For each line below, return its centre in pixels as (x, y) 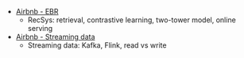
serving (40, 28)
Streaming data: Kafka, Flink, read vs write (97, 45)
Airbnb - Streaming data (55, 37)
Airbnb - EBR (37, 12)
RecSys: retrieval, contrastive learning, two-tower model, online (132, 20)
